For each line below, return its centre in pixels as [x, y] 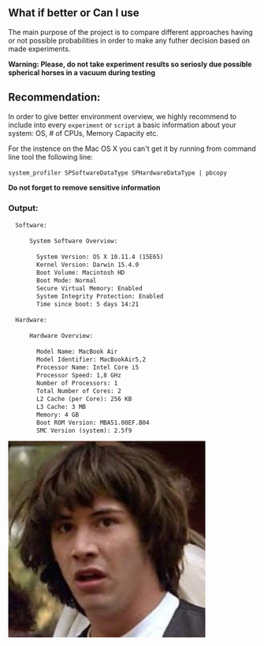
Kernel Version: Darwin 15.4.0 [88, 265]
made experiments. [39, 49]
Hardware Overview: [61, 336]
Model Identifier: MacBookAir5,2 [91, 359]
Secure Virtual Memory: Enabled [90, 288]
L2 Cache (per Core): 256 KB [84, 399]
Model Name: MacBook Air [77, 351]
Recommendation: [54, 98]
